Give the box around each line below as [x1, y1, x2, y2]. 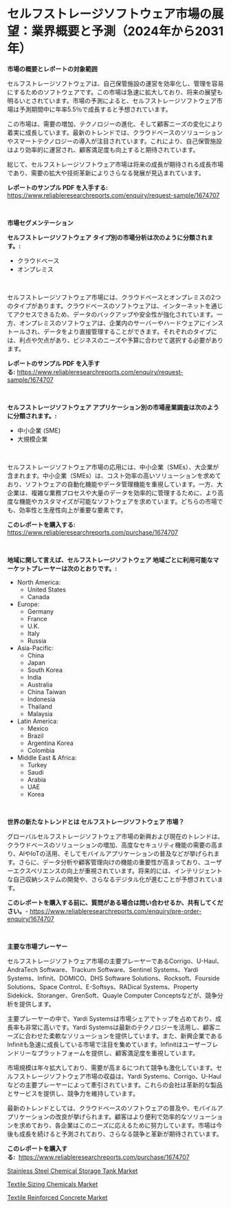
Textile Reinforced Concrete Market [7, 1193, 108, 1201]
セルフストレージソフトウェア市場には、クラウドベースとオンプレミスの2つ [7, 293, 221, 301]
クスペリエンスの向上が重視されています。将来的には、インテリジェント [19, 866, 223, 874]
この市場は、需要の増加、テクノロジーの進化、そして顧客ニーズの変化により [7, 120, 223, 128]
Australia [27, 680, 53, 689]
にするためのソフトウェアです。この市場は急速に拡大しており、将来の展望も [7, 87, 223, 96]
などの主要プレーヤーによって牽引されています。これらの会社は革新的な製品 [7, 1081, 223, 1089]
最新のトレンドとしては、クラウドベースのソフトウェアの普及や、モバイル [7, 1103, 218, 1112]
